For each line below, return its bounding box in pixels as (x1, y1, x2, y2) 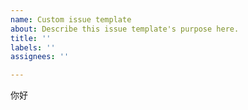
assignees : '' (10, 52, 70, 62)
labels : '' (10, 42, 56, 53)
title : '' (10, 33, 52, 43)
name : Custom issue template (10, 14, 132, 25)
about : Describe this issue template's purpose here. (10, 24, 240, 34)
